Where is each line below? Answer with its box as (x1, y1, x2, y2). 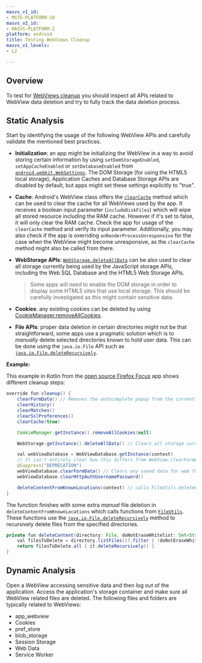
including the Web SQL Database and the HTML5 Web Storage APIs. (14, 269, 185, 276)
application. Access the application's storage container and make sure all (6, 588, 188, 595)
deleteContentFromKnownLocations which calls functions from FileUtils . (6, 507, 185, 515)
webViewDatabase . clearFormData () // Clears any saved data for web (17, 468, 189, 474)
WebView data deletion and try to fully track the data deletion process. (6, 98, 181, 106)
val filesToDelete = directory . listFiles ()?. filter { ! (17, 538, 161, 544)
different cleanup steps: (6, 379, 66, 386)
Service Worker (14, 651, 54, 658)
